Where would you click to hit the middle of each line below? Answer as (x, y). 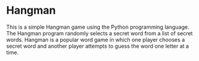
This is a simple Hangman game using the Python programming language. (98, 27)
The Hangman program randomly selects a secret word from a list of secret (99, 33)
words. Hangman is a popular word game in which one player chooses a (96, 39)
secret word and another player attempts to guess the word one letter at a (98, 46)
